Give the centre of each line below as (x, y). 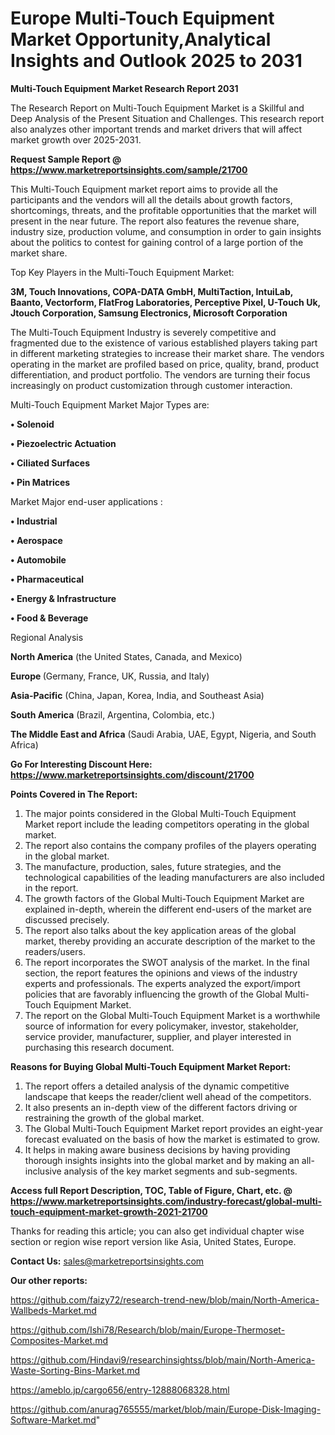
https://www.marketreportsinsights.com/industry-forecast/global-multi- (166, 1201)
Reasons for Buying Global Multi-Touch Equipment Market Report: (151, 1066)
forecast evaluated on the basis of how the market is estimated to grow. (172, 1139)
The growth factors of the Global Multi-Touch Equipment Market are (164, 898)
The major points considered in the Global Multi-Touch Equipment (160, 813)
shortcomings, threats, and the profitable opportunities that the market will (163, 210)
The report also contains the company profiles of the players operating (170, 845)
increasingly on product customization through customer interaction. (151, 385)
